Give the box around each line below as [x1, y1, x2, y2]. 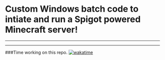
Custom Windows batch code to [5, 3, 139, 15]
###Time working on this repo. [5, 49, 68, 55]
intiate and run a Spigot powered [5, 14, 141, 25]
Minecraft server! [5, 24, 78, 35]
